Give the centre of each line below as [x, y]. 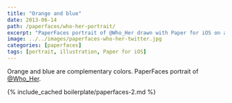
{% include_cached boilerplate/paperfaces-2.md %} [82, 92]
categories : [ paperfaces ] [44, 45]
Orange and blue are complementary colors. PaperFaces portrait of [103, 71]
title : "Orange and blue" [44, 13]
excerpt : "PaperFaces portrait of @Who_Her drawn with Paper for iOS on [114, 33]
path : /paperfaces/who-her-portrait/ [61, 26]
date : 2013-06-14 [32, 20]
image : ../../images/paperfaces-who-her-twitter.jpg [85, 39]
